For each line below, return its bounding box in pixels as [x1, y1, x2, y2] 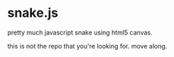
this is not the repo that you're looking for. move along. [7, 42, 168, 50]
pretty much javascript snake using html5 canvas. [7, 28, 153, 37]
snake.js [7, 5, 59, 21]
